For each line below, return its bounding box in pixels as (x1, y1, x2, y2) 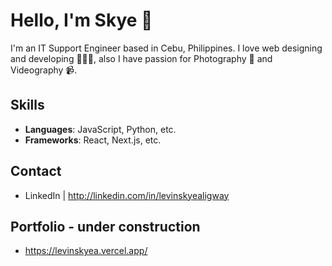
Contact (10, 163, 62, 180)
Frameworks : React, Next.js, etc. (24, 134, 162, 146)
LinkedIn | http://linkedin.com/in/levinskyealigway (24, 189, 230, 201)
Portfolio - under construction (10, 218, 201, 235)
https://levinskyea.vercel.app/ (24, 245, 148, 257)
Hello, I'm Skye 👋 (10, 9, 153, 32)
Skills (10, 97, 45, 114)
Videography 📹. (10, 64, 78, 76)
